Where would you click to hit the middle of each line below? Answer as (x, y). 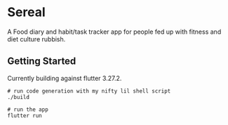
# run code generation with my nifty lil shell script (89, 91)
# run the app (28, 110)
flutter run (25, 116)
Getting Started (42, 61)
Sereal (26, 12)
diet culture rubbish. (36, 39)
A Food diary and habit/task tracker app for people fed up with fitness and (114, 32)
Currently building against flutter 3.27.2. (65, 78)
